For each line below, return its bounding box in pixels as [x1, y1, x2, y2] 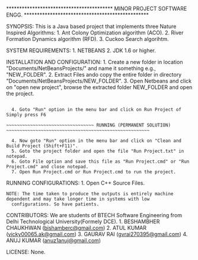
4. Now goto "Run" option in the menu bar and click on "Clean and [11, 138, 182, 144]
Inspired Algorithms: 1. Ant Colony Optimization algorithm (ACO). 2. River [6, 29, 184, 36]
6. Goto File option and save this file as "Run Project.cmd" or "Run [11, 158, 190, 164]
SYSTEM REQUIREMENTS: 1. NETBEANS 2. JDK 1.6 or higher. [6, 47, 156, 54]
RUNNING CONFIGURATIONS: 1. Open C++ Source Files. [6, 179, 145, 186]
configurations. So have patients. [11, 201, 100, 207]
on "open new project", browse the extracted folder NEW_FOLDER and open [6, 84, 193, 91]
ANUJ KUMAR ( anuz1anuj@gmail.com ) [6, 237, 101, 244]
